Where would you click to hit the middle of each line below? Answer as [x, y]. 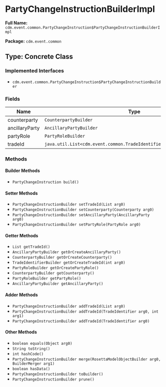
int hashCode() [28, 354]
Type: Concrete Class [39, 57]
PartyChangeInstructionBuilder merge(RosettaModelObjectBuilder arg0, [86, 359]
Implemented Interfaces [35, 71]
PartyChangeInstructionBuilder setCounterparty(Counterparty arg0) [83, 210]
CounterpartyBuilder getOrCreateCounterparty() [62, 258]
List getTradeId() [31, 247]
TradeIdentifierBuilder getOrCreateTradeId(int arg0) [69, 263]
